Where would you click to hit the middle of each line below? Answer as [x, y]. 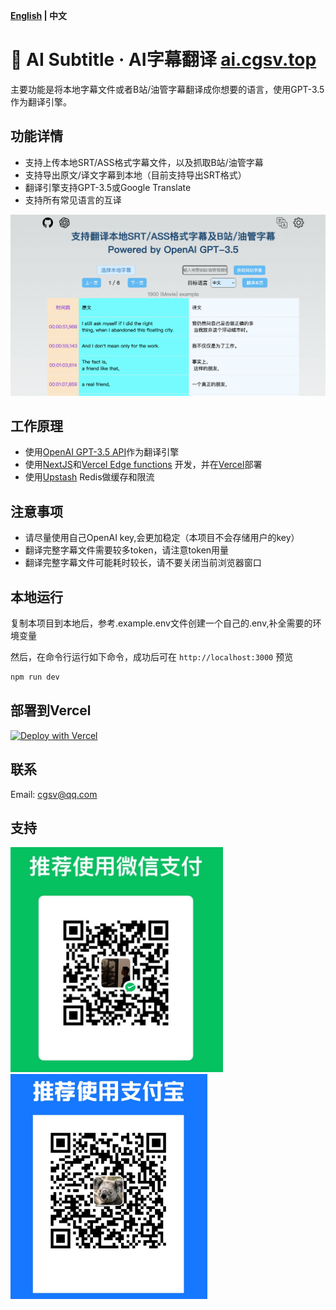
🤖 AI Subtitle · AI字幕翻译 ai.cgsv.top [163, 60]
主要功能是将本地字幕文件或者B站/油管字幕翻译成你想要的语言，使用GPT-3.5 [167, 89]
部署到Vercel [51, 710]
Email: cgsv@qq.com [54, 794]
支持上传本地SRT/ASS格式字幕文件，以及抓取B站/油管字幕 [144, 162]
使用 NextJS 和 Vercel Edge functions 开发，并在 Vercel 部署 [143, 465]
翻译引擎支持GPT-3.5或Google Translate [108, 187]
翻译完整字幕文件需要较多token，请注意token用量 [127, 550]
